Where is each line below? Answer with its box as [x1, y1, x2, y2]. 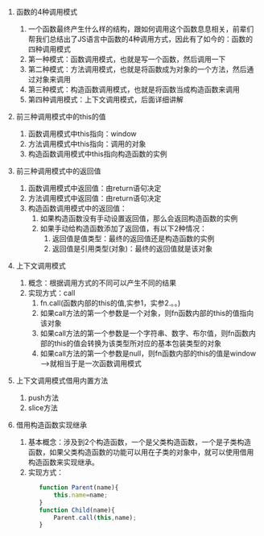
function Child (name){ [39, 506, 115, 514]
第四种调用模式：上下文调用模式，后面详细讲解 [27, 95, 184, 104]
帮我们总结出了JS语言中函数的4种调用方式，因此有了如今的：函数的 [27, 35, 254, 44]
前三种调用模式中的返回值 [15, 166, 101, 176]
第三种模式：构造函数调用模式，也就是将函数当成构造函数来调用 [27, 85, 240, 94]
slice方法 [27, 403, 58, 413]
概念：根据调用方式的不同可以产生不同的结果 [27, 278, 177, 288]
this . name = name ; [53, 491, 109, 499]
